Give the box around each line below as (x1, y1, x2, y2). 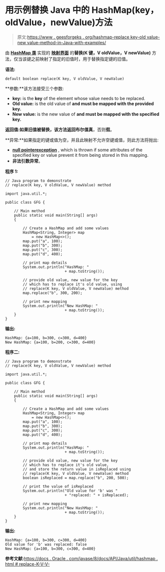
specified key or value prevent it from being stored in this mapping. (12, 152, 149, 158)
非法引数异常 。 (12, 158, 43, 164)
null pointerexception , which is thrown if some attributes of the (12, 146, 143, 153)
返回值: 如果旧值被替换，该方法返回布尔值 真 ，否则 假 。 (5, 126, 115, 132)
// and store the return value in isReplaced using (23, 466, 132, 471)
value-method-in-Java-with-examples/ (27, 39, 106, 45)
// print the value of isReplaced (23, 484, 94, 489)
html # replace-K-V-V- (5, 561, 50, 567)
